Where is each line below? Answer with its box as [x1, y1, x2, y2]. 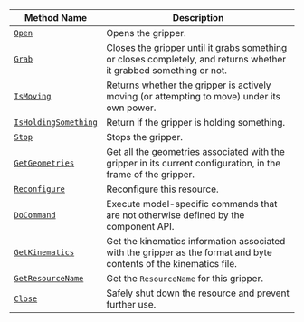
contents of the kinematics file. [106, 258, 238, 270]
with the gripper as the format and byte [106, 246, 273, 259]
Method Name [24, 12, 88, 24]
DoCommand [14, 210, 56, 220]
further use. [106, 298, 157, 310]
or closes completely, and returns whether [106, 53, 287, 65]
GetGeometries [14, 158, 75, 168]
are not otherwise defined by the [106, 209, 245, 221]
